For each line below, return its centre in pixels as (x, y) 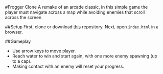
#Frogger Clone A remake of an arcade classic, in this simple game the (77, 7)
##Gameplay (18, 41)
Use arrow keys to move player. (44, 51)
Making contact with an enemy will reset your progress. (68, 66)
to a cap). (22, 61)
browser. (14, 32)
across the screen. (24, 17)
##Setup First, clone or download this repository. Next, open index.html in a (82, 27)
